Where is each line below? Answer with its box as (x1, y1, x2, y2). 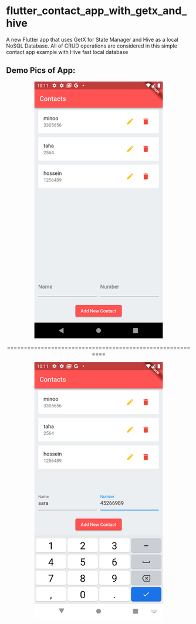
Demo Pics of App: (6, 66, 76, 76)
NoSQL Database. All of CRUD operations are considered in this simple (6, 42, 178, 49)
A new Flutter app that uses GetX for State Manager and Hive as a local (6, 36, 178, 43)
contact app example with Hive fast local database (6, 48, 129, 55)
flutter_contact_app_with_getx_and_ (6, 4, 187, 18)
